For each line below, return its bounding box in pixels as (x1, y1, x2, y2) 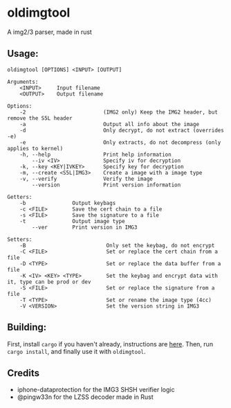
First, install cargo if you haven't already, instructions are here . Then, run (7, 339, 213, 348)
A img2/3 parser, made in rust (7, 28, 92, 36)
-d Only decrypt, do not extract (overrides (19, 127, 225, 134)
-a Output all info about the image (19, 121, 199, 127)
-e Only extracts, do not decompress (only (19, 139, 221, 146)
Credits (7, 367, 40, 379)
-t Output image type (19, 218, 126, 224)
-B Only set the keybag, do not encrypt (19, 242, 215, 249)
